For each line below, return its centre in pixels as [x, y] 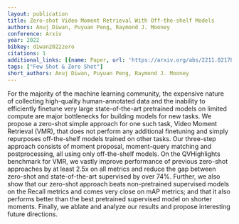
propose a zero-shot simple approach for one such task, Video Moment [112, 123]
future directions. [33, 214]
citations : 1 [27, 54]
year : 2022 [23, 40]
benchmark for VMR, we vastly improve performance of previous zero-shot [118, 161]
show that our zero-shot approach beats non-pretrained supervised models [118, 184]
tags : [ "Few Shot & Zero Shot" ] [55, 67]
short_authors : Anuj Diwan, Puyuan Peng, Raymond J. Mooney [99, 73]
